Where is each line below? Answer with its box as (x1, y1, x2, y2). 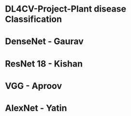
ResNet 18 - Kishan (5, 58, 83, 69)
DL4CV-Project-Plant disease (5, 3, 127, 15)
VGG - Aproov (5, 80, 62, 91)
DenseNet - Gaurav (5, 36, 84, 47)
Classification (5, 14, 62, 25)
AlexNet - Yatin (5, 102, 67, 114)
